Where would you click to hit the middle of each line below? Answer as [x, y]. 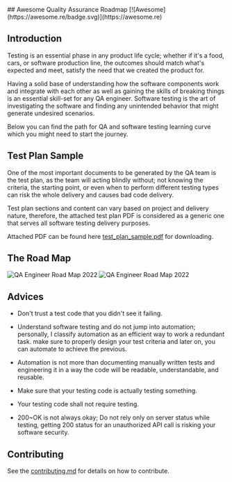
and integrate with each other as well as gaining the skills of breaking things [116, 91]
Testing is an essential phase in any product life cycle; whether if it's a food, [116, 55]
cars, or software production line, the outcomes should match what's [106, 63]
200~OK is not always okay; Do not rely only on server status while [113, 417]
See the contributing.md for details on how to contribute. [89, 471]
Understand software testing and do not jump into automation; [106, 327]
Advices [25, 297]
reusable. [31, 377]
